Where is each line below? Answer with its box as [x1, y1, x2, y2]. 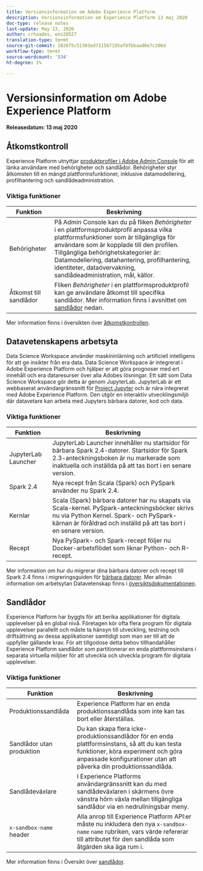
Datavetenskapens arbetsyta [6, 336, 118, 346]
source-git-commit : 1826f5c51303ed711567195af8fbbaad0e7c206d [6, 43, 166, 49]
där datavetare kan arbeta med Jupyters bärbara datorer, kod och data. [6, 397, 184, 405]
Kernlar [9, 511, 30, 520]
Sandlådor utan [9, 740, 53, 748]
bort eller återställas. [76, 714, 135, 723]
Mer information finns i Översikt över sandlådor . [6, 858, 125, 865]
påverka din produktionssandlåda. [76, 762, 173, 770]
